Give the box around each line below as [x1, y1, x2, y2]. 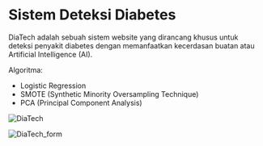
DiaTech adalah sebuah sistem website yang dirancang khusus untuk [8, 32, 239, 42]
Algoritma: [8, 65, 43, 74]
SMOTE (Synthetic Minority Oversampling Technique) [19, 89, 199, 98]
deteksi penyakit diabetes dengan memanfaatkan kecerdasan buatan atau [8, 40, 255, 50]
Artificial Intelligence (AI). [8, 49, 93, 59]
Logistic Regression [19, 81, 87, 90]
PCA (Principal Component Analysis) [19, 98, 143, 107]
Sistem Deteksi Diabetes [8, 6, 176, 24]
